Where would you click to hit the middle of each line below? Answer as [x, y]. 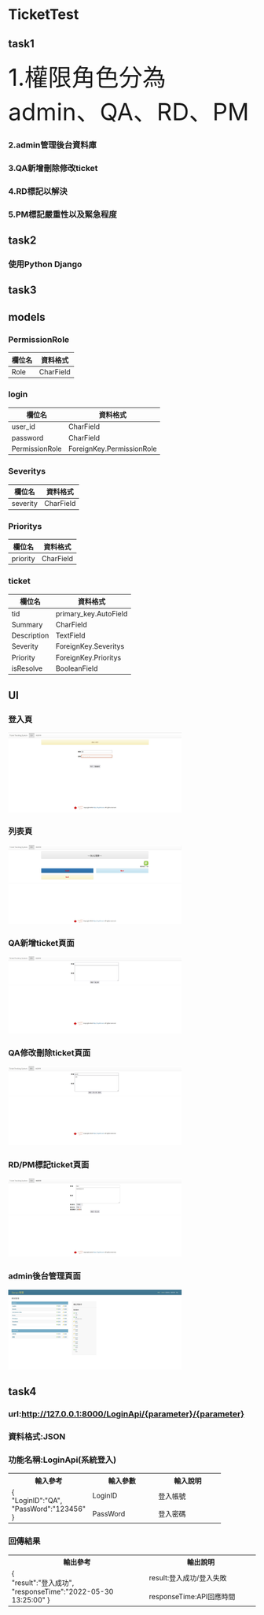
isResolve [27, 668]
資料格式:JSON [37, 1436]
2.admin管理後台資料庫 [52, 145]
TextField [70, 635]
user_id [23, 426]
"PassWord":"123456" [49, 1509]
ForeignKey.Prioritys [88, 657]
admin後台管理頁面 [44, 1276]
